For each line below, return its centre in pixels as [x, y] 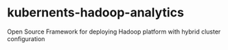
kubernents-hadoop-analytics [95, 13]
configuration [26, 38]
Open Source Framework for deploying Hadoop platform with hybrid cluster [114, 32]
